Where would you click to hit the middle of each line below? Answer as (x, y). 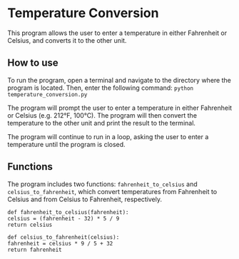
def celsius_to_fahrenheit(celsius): (63, 237)
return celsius (30, 225)
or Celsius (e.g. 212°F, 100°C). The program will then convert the (102, 115)
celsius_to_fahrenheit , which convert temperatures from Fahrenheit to (112, 191)
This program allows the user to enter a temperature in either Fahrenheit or (117, 33)
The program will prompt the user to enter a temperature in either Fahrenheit (120, 108)
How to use (33, 63)
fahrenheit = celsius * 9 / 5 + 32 (60, 243)
